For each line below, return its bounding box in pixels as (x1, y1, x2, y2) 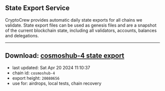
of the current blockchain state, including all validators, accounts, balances (5, 27, 157, 33)
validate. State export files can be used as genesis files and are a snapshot (5, 22, 157, 28)
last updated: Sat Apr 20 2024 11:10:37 (12, 64, 90, 70)
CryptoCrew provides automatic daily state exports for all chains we (5, 17, 142, 23)
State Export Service (5, 4, 70, 12)
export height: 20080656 (12, 75, 60, 81)
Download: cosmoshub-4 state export (5, 52, 124, 60)
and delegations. (5, 32, 39, 38)
